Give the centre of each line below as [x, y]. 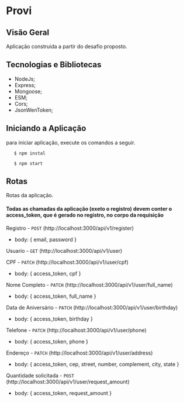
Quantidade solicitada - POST [40, 375]
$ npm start [28, 163]
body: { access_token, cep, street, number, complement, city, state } [97, 364]
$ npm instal [29, 153]
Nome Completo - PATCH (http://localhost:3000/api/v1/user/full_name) [90, 284]
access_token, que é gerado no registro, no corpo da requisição [85, 215]
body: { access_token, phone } [51, 341]
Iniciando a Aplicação [46, 128]
